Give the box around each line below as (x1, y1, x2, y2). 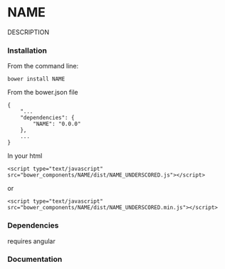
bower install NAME (7, 75, 66, 83)
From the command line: (7, 62, 79, 70)
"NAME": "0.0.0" (33, 120, 81, 128)
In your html (7, 152, 43, 160)
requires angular (7, 236, 56, 246)
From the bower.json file (7, 88, 78, 97)
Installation (7, 46, 48, 56)
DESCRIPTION (7, 28, 50, 36)
